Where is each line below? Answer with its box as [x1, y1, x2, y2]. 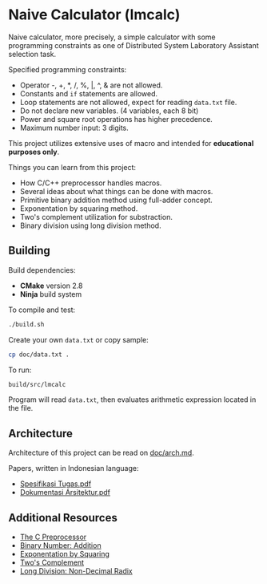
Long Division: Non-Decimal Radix [19, 566, 133, 575]
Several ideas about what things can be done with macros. [19, 186, 213, 196]
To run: [8, 365, 32, 375]
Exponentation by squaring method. [19, 203, 138, 213]
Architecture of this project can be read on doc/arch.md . [8, 448, 194, 458]
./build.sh [8, 320, 45, 328]
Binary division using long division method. [19, 221, 161, 230]
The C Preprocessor [19, 532, 87, 541]
